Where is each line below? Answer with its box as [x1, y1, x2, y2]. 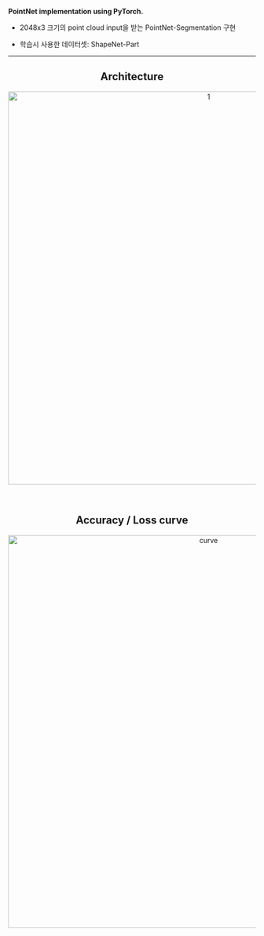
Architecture [100, 70, 164, 83]
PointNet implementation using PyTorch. [8, 7, 144, 16]
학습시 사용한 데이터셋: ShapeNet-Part [19, 39, 140, 49]
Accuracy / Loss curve [75, 514, 189, 527]
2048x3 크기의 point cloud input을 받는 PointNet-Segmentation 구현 [19, 23, 236, 32]
